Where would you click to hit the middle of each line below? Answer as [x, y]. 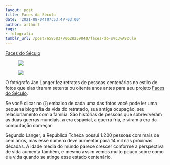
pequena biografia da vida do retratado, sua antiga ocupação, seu [75, 109]
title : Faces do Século [31, 15]
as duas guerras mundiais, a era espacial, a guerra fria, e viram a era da [81, 120]
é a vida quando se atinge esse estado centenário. [59, 157]
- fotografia [19, 34]
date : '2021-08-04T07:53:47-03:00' [43, 19]
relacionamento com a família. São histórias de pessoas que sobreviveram [84, 114]
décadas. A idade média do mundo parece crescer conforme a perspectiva [84, 146]
